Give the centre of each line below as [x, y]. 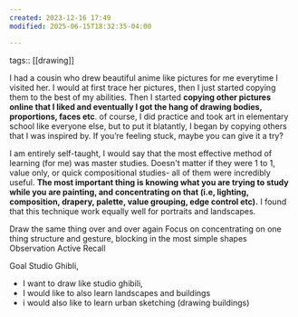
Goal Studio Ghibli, [44, 265]
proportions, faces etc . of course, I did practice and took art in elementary [149, 116]
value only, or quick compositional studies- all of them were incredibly [140, 173]
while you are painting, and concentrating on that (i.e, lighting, [129, 192]
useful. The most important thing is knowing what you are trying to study [149, 182]
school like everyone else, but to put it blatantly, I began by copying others [148, 126]
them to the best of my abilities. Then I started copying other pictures [140, 97]
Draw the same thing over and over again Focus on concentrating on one [146, 229]
